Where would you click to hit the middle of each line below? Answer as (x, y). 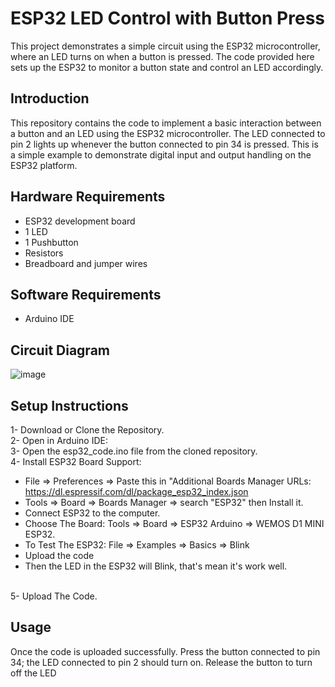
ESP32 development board (80, 221)
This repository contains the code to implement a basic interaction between (166, 123)
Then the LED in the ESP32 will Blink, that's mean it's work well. (156, 566)
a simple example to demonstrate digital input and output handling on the (161, 154)
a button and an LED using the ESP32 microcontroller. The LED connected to (168, 133)
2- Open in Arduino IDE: (59, 440)
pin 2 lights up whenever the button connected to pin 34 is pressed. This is (164, 144)
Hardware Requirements (88, 197)
